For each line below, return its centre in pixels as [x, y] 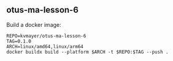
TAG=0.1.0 [19, 41]
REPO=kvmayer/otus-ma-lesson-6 [46, 36]
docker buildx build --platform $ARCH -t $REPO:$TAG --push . [87, 52]
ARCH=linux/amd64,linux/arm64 [45, 46]
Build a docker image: [34, 24]
